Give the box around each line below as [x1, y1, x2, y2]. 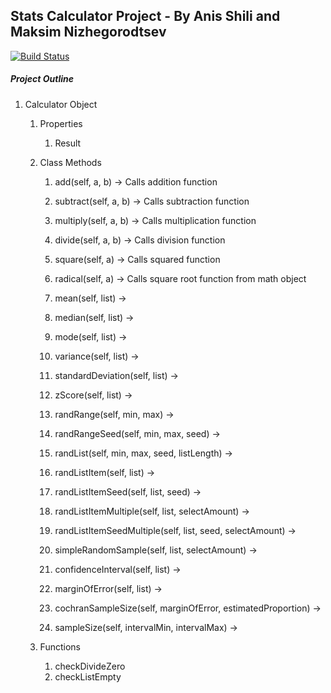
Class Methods [39, 156, 102, 168]
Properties [39, 117, 83, 129]
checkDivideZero [54, 660, 126, 672]
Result [54, 137, 82, 149]
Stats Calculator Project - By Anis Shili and [10, 8, 281, 25]
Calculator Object [24, 98, 98, 110]
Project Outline [10, 73, 75, 85]
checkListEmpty [54, 670, 122, 683]
